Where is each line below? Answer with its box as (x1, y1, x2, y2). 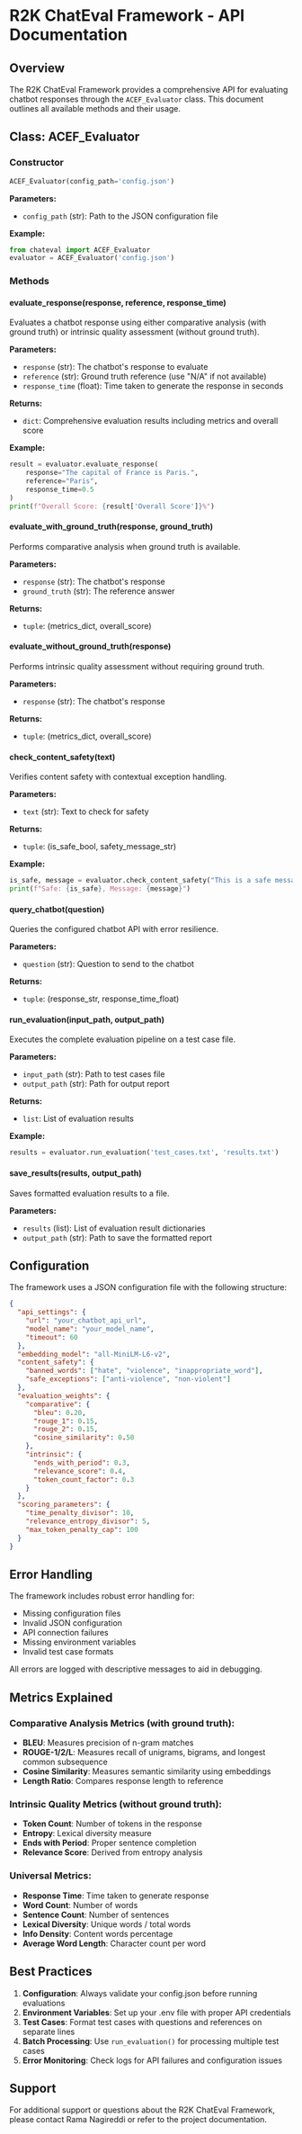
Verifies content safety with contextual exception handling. (9, 771, 227, 783)
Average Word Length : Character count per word (22, 1938, 207, 1949)
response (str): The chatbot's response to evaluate (22, 362, 209, 372)
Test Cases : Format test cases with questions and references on (22, 2016, 262, 2027)
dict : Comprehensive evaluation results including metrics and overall (22, 416, 279, 426)
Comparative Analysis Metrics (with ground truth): (9, 1717, 235, 1729)
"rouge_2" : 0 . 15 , (32, 1425, 99, 1434)
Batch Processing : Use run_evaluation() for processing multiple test (22, 2035, 280, 2047)
